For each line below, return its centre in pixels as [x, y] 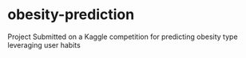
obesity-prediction [71, 15]
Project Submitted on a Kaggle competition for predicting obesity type [123, 37]
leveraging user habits [44, 44]
